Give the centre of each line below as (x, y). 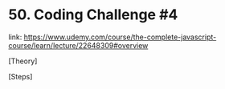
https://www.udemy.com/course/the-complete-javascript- (120, 37)
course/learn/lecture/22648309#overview (78, 45)
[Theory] (23, 61)
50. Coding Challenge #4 (93, 15)
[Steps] (20, 76)
